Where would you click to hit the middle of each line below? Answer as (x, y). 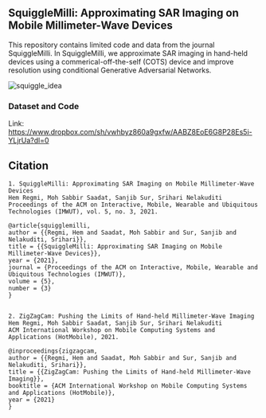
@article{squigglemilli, (49, 225)
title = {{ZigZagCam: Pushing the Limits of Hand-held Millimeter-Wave (129, 372)
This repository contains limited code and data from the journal (111, 45)
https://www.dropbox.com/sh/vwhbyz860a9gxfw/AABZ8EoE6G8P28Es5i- (130, 132)
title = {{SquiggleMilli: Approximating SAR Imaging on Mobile (115, 246)
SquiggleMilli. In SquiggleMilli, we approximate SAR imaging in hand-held (128, 53)
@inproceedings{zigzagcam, (53, 351)
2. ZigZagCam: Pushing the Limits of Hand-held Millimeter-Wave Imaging (131, 316)
